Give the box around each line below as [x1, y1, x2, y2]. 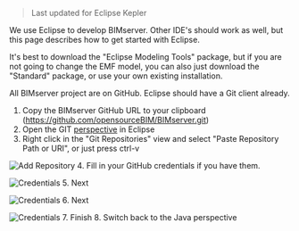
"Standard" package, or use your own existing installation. [9, 70, 223, 81]
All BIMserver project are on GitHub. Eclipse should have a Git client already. [9, 88, 290, 98]
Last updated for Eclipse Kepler [30, 8, 147, 18]
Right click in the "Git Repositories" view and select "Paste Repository [21, 134, 279, 144]
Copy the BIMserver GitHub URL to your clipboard [21, 105, 207, 115]
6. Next [62, 195, 89, 205]
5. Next [62, 177, 89, 188]
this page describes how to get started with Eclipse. [9, 35, 201, 45]
